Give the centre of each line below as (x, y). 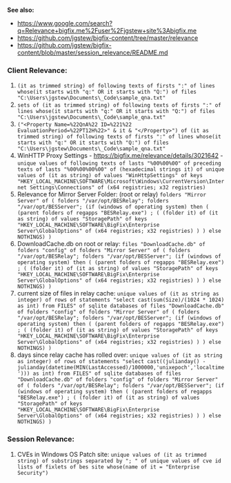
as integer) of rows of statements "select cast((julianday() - (111, 362)
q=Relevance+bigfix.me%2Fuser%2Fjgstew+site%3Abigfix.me (107, 31)
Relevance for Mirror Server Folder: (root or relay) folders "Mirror (112, 194)
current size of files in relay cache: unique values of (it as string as (118, 294)
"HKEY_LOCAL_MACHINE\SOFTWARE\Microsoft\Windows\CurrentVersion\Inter (121, 182)
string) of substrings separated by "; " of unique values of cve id (119, 461)
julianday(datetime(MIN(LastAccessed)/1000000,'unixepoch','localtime (121, 368)
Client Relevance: (37, 70)
